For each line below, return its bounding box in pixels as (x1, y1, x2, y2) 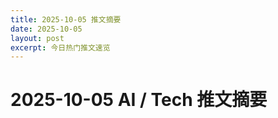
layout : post (10, 33, 65, 43)
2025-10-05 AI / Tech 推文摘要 (10, 89, 268, 111)
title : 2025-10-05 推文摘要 (10, 14, 122, 25)
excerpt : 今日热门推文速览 (10, 42, 111, 53)
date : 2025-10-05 (10, 24, 83, 34)
